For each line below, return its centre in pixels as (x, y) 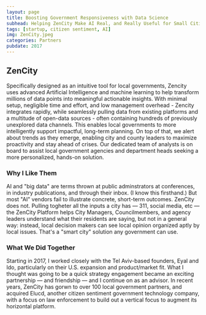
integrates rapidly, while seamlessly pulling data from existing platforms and (102, 111)
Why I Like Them (32, 173)
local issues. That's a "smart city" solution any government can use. (93, 232)
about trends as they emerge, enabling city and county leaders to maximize (102, 138)
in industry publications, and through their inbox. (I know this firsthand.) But (102, 193)
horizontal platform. (31, 306)
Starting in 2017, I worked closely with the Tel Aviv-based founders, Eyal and (103, 261)
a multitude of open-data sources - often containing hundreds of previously (102, 118)
